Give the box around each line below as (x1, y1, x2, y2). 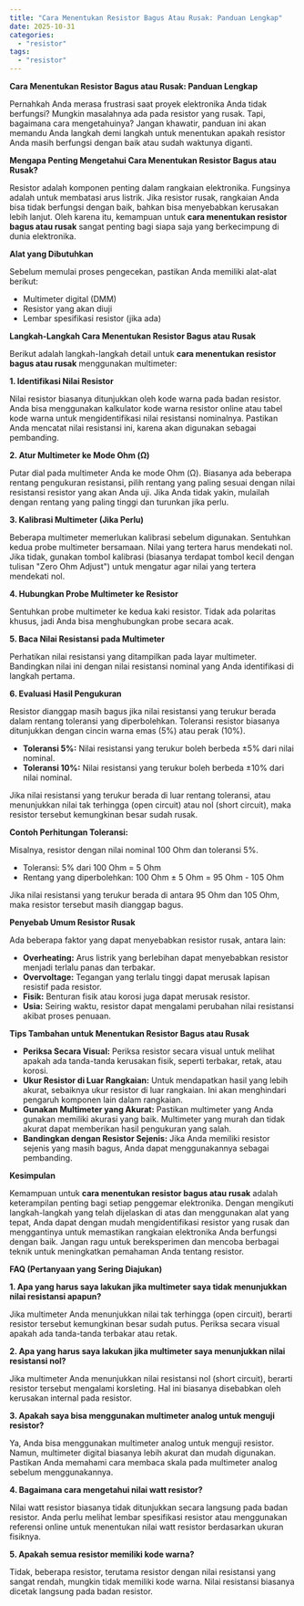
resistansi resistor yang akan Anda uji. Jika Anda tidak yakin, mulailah (9, 487, 270, 497)
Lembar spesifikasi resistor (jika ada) (22, 313, 162, 324)
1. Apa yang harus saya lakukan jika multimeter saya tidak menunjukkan (9, 1281, 288, 1292)
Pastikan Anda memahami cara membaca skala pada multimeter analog (9, 1457, 278, 1467)
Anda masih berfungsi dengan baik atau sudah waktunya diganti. (9, 138, 253, 148)
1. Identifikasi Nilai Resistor (9, 376, 114, 386)
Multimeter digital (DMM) (22, 294, 117, 304)
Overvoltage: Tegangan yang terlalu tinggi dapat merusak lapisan (22, 972, 270, 982)
